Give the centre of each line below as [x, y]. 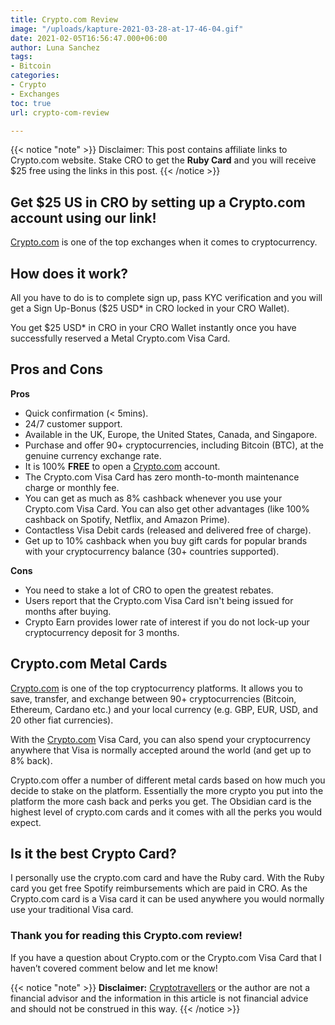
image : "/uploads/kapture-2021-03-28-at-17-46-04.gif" [127, 29]
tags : [21, 57]
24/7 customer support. [73, 423]
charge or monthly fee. [72, 487]
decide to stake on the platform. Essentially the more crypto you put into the [167, 790]
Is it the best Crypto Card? [93, 854]
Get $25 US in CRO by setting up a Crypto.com [158, 202]
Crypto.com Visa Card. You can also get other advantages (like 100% [167, 508]
